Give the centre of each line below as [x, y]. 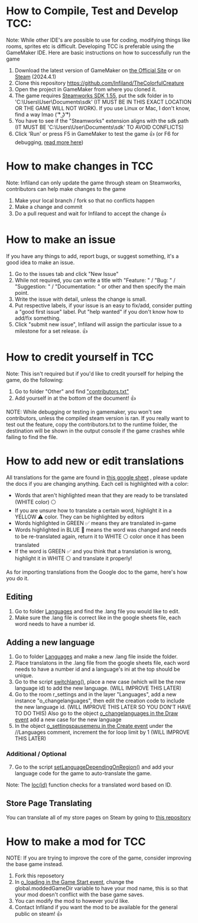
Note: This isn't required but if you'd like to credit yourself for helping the [95, 373]
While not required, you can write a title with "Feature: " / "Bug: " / [95, 280]
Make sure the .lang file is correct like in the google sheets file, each [98, 618]
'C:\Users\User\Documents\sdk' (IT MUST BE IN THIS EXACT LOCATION [103, 101]
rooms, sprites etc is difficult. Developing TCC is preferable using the [90, 46]
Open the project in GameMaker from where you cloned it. [85, 89]
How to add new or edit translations [95, 461]
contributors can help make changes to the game [66, 189]
